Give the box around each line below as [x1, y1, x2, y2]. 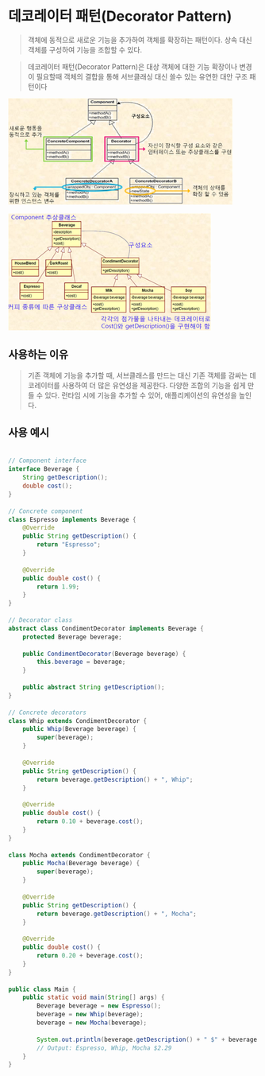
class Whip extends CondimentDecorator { [8, 717, 148, 724]
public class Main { [8, 985, 77, 993]
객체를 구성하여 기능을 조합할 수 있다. [27, 45, 143, 54]
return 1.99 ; [36, 582, 80, 591]
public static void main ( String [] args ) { [22, 993, 165, 1002]
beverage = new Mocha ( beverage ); [36, 1019, 148, 1027]
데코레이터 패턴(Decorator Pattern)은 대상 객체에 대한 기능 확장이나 [27, 61, 238, 72]
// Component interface [8, 456, 87, 465]
